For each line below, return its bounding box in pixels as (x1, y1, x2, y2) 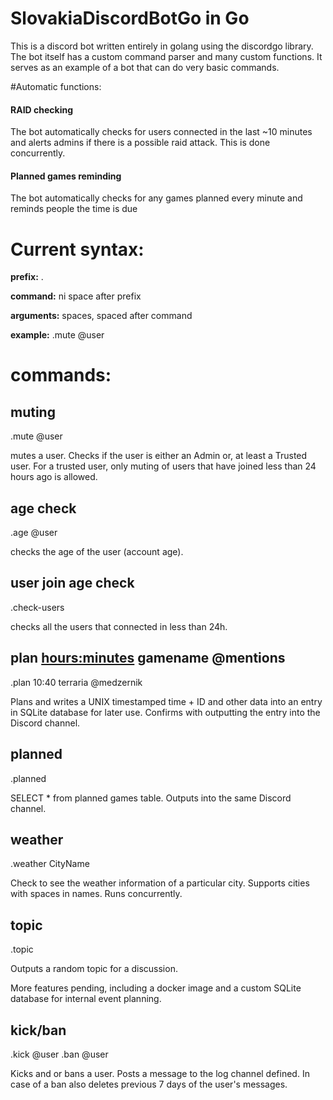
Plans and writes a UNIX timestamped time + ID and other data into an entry (10, 695, 323, 707)
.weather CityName (10, 858, 90, 870)
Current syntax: (10, 238, 145, 261)
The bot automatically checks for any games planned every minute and (10, 192, 303, 204)
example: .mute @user (10, 329, 105, 341)
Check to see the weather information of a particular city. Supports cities (10, 877, 310, 889)
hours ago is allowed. (10, 471, 98, 483)
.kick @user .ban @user (10, 1048, 109, 1060)
